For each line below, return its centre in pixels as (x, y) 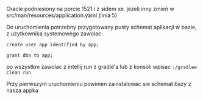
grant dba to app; (30, 55)
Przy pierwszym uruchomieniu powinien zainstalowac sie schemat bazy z (99, 84)
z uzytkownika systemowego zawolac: (55, 34)
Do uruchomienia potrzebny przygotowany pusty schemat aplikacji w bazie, (101, 27)
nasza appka (22, 90)
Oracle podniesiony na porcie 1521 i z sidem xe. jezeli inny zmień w (91, 9)
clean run (19, 73)
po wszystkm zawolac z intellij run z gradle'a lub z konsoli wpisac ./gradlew (101, 67)
